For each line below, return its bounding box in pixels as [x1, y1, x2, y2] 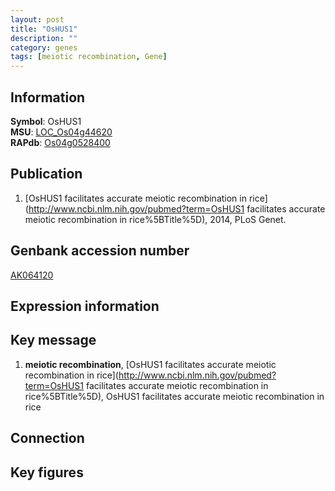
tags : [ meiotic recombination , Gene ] [10, 52, 168, 62]
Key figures [10, 464, 84, 481]
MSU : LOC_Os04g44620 [10, 126, 113, 138]
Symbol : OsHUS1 [10, 115, 82, 127]
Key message [10, 332, 97, 349]
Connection [10, 430, 85, 447]
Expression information [10, 297, 160, 315]
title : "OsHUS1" [10, 24, 78, 34]
